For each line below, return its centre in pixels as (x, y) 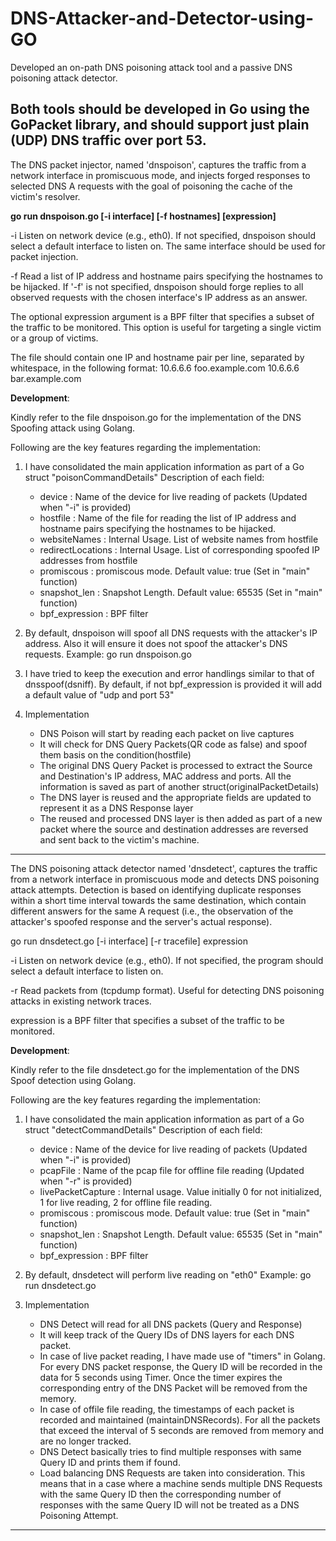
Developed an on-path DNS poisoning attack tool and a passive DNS (151, 67)
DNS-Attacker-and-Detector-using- (162, 18)
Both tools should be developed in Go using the (160, 109)
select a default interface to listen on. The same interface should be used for (168, 246)
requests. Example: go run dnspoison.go (108, 654)
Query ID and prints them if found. (110, 1462)
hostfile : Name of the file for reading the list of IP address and (168, 518)
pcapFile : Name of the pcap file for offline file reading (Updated (172, 1170)
